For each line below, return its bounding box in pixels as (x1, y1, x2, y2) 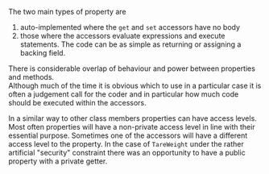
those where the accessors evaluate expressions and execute (19, 31, 226, 40)
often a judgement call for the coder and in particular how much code (8, 89, 239, 99)
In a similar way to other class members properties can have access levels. (8, 114, 258, 123)
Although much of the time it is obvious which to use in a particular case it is (8, 81, 262, 90)
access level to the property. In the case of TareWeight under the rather (8, 139, 244, 148)
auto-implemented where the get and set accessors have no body (19, 23, 240, 31)
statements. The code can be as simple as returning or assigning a (19, 39, 242, 49)
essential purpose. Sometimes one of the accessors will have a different (8, 130, 248, 140)
